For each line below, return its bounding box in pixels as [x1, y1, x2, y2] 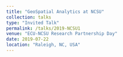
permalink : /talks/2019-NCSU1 [6, 25, 81, 31]
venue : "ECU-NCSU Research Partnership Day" [6, 31, 118, 37]
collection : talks [6, 14, 51, 20]
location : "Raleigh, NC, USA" [6, 42, 81, 48]
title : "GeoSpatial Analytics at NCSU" [6, 8, 105, 15]
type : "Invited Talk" [6, 20, 60, 26]
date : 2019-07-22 [6, 36, 49, 42]
